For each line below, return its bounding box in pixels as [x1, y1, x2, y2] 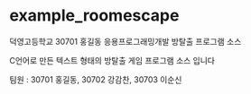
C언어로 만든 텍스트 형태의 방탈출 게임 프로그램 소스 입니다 [9, 55, 215, 65]
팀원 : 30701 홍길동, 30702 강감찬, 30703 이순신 [9, 73, 182, 85]
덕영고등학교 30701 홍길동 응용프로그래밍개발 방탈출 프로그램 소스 [9, 36, 242, 47]
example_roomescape [9, 5, 180, 26]
